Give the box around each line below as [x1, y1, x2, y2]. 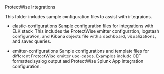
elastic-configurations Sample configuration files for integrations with [12, 23, 154, 29]
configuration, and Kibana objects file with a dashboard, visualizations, [12, 34, 156, 39]
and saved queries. [12, 38, 52, 44]
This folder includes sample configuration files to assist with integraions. [5, 14, 152, 19]
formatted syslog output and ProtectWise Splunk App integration [12, 58, 144, 64]
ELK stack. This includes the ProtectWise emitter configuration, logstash [12, 28, 159, 34]
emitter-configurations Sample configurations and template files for [12, 48, 149, 54]
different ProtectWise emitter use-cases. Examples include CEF [12, 53, 141, 59]
